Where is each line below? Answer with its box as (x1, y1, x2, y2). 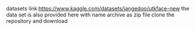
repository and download (6, 18, 68, 24)
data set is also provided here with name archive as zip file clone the (6, 11, 175, 18)
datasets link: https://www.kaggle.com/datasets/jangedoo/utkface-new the (6, 5, 190, 12)
